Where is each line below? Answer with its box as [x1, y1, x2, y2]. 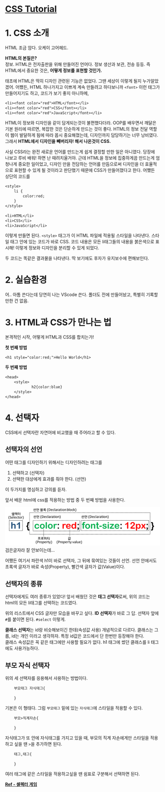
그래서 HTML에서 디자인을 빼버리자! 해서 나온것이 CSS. [5, 138, 111, 144]
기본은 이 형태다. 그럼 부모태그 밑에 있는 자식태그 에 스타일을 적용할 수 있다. [5, 705, 143, 711]
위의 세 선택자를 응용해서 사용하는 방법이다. [5, 675, 88, 681]
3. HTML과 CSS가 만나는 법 [5, 317, 111, 328]
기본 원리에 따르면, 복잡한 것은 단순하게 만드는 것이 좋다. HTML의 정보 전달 [5, 126, 148, 132]
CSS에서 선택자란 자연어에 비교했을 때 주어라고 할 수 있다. [5, 429, 116, 435]
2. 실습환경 [5, 274, 47, 286]
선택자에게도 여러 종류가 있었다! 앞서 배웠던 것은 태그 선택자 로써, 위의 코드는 [5, 594, 150, 599]
